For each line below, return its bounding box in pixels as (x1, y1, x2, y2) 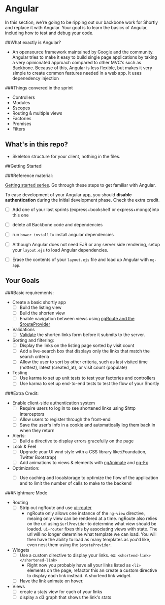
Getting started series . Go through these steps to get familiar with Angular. (5, 182, 156, 188)
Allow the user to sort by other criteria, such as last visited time (19, 359, 148, 365)
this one (12, 212, 29, 218)
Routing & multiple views (12, 110, 63, 116)
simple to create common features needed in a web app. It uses (12, 70, 142, 76)
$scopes (12, 105, 31, 111)
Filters (12, 126, 26, 131)
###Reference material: (5, 173, 53, 178)
